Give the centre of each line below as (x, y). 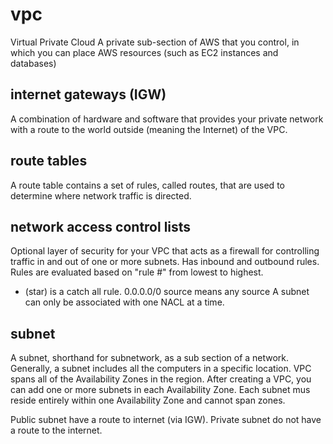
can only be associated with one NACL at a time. (124, 302)
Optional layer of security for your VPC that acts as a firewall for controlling (165, 251)
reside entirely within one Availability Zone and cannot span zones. (148, 400)
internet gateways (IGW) (88, 94)
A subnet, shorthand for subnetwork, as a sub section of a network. (150, 358)
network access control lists (101, 226)
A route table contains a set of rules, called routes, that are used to (147, 185)
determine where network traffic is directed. (101, 195)
